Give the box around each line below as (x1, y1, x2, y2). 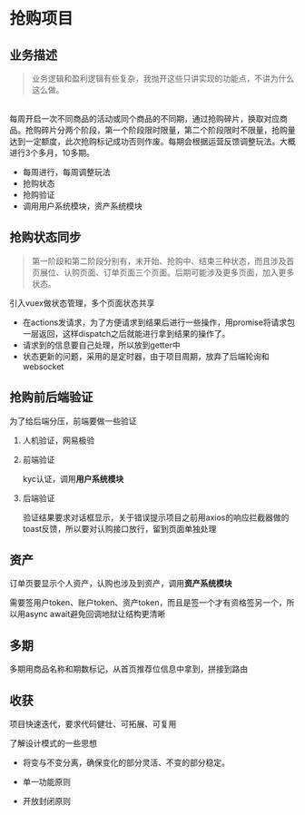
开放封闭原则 (22, 796, 71, 807)
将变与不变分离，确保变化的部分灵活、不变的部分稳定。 (22, 757, 230, 768)
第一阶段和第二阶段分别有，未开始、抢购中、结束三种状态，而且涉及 (31, 255, 287, 266)
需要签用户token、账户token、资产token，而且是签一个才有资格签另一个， (9, 597, 287, 608)
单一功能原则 (22, 777, 71, 788)
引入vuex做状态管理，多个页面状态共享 (9, 297, 155, 309)
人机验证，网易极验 (22, 435, 95, 446)
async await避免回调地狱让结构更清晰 (25, 609, 166, 620)
